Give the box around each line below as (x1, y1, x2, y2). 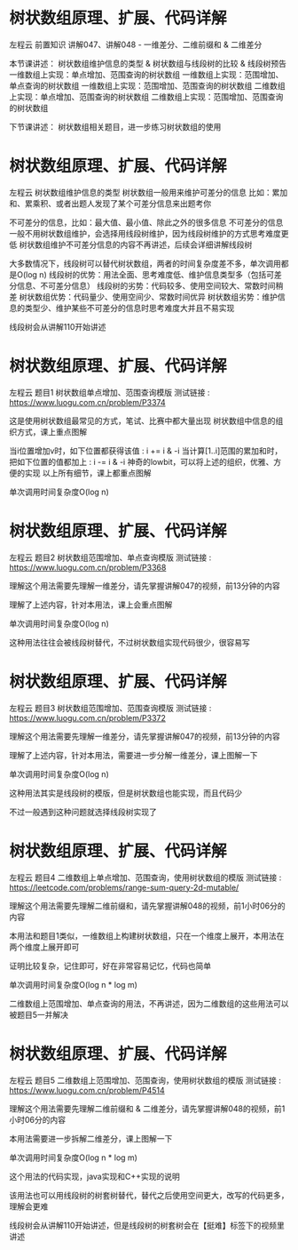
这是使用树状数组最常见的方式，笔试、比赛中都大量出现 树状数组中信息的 (9, 415, 276, 426)
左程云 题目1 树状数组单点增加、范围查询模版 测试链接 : (9, 387, 210, 397)
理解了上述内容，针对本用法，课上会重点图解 (9, 599, 173, 610)
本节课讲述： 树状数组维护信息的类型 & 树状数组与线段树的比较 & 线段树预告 (9, 58, 286, 68)
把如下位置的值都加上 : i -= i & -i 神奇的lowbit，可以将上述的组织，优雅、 (9, 456, 274, 467)
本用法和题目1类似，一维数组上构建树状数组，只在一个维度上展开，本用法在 (9, 930, 285, 941)
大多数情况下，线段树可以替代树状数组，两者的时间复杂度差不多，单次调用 (9, 258, 281, 268)
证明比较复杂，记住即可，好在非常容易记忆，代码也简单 (9, 960, 211, 971)
